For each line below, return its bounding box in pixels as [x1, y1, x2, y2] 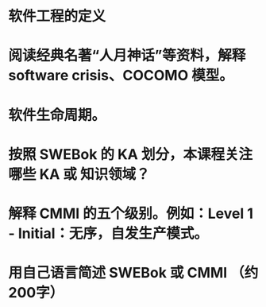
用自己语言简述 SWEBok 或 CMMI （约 [8, 264, 259, 282]
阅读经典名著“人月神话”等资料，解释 [8, 47, 246, 64]
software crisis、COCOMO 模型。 [8, 67, 234, 84]
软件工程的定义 [8, 7, 106, 25]
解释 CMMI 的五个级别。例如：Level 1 [8, 204, 254, 223]
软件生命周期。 [8, 106, 106, 124]
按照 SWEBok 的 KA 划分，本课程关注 [8, 145, 253, 163]
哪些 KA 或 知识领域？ [8, 165, 150, 183]
